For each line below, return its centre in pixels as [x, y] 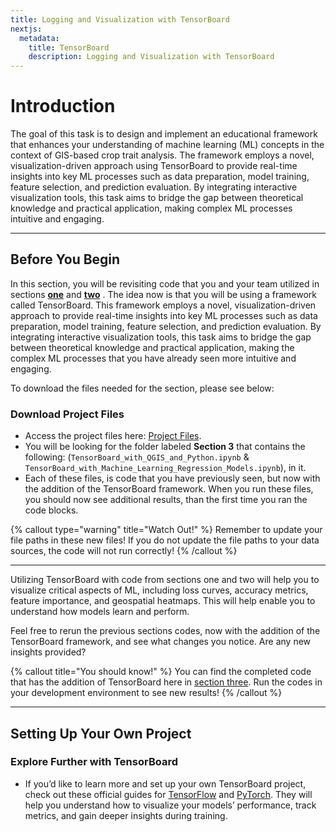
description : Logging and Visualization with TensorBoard [151, 57]
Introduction [63, 106]
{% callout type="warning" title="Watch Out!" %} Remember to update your [166, 530]
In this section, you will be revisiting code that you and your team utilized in [165, 283]
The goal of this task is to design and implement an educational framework [164, 134]
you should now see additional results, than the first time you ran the [166, 500]
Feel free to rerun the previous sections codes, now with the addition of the [165, 631]
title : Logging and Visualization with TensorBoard [120, 19]
